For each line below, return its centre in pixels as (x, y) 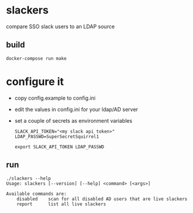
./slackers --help (28, 178)
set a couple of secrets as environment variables (73, 120)
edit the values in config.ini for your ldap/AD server (76, 109)
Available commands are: (36, 194)
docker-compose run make (36, 58)
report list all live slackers (62, 204)
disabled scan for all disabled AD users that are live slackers (102, 199)
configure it (35, 81)
